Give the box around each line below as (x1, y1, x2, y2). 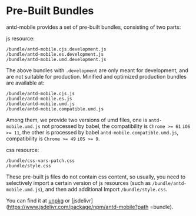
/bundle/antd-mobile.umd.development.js (6, 56, 107, 62)
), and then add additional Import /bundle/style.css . (40, 185, 168, 193)
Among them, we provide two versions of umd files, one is (6, 116, 148, 123)
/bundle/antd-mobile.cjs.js (6, 90, 75, 96)
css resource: (6, 146, 39, 153)
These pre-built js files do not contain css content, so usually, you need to (6, 173, 186, 180)
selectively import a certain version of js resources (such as (6, 179, 151, 186)
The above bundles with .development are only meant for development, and (6, 66, 188, 74)
